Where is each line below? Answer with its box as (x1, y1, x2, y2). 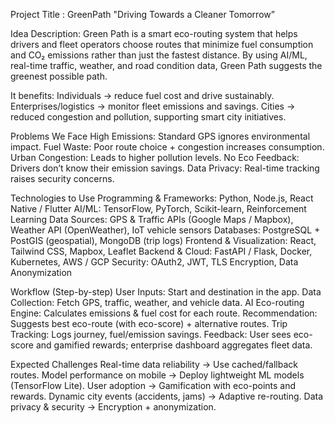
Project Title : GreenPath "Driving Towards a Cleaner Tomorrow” (10, 9, 275, 20)
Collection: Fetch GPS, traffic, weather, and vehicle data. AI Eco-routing (10, 297, 305, 308)
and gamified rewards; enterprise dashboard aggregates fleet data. (35, 339, 313, 351)
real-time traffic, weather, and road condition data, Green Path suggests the (10, 60, 323, 71)
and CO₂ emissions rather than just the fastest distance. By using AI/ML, (10, 49, 308, 61)
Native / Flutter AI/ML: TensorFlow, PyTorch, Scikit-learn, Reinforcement (10, 203, 307, 214)
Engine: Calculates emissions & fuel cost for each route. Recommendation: (10, 307, 318, 319)
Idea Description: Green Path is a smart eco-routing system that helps (10, 28, 298, 39)
